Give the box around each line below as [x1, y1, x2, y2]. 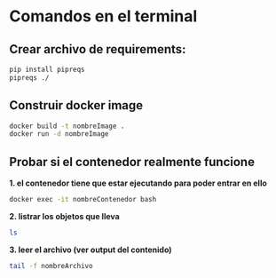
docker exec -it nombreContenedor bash [9, 195, 157, 204]
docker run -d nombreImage [9, 130, 109, 139]
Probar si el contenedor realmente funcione [9, 154, 256, 170]
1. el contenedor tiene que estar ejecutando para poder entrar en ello [9, 178, 268, 188]
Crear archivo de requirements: [9, 42, 186, 57]
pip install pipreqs [9, 65, 86, 74]
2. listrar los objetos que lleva [9, 211, 120, 221]
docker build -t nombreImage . [9, 122, 125, 131]
